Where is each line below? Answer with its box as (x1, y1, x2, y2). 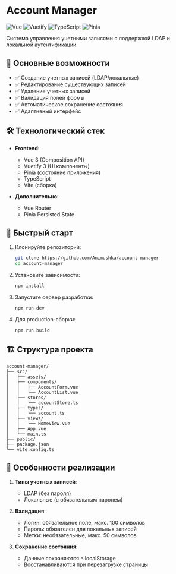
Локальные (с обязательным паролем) (23, 496, 123, 503)
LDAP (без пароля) (23, 490, 71, 497)
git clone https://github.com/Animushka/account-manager (14, 255, 159, 261)
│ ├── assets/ (6, 374, 46, 380)
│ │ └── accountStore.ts (6, 399, 78, 406)
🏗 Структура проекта (6, 345, 93, 355)
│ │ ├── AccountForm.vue (6, 384, 78, 390)
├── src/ (6, 368, 28, 374)
